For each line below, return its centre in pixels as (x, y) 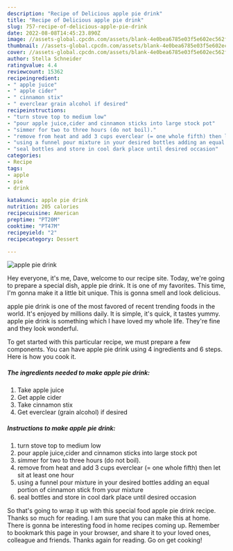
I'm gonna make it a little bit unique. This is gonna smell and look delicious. (114, 293)
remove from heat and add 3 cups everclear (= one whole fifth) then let (119, 468)
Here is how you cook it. (42, 357)
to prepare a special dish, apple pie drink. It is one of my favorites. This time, (116, 286)
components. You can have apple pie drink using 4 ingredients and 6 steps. (115, 349)
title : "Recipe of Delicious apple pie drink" (76, 20)
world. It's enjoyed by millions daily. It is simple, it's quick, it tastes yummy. (114, 314)
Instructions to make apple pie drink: (61, 428)
